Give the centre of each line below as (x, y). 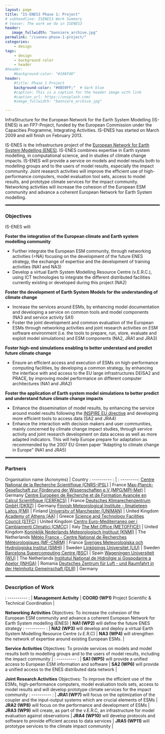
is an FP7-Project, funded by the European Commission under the (85, 125)
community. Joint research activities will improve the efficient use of (74, 171)
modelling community (28, 242)
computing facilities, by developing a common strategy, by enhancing (82, 368)
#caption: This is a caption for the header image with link (78, 92)
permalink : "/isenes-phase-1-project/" (46, 37)
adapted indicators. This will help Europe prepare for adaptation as (80, 440)
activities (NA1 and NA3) (37, 267)
